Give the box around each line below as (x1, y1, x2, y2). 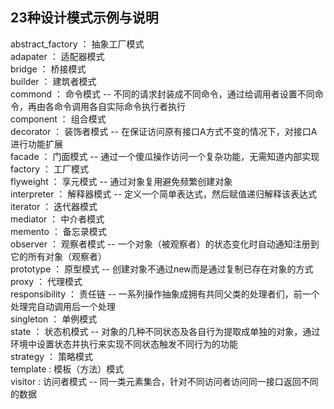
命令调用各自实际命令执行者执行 (53, 100, 186, 112)
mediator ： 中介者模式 (10, 213, 105, 225)
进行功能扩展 (10, 138, 63, 150)
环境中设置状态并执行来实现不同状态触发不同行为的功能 (10, 338, 238, 350)
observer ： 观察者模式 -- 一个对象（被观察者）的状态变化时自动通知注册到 (10, 238, 320, 250)
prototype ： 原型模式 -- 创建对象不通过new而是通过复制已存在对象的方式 (10, 263, 314, 275)
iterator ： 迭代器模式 (10, 200, 98, 212)
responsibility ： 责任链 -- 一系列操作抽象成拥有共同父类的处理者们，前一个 (10, 288, 320, 300)
